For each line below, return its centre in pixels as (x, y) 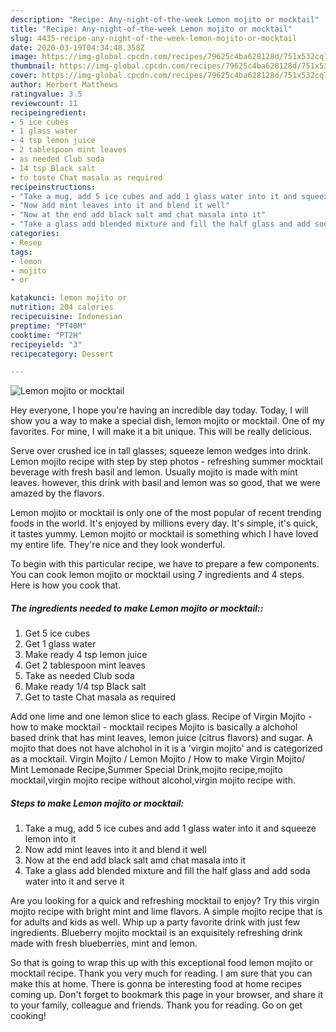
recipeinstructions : (53, 187)
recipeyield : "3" (46, 344)
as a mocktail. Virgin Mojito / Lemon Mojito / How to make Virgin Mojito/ (158, 759)
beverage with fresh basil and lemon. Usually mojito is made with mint (154, 472)
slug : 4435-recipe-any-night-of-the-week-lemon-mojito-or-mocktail (154, 38)
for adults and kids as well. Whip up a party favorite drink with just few (155, 922)
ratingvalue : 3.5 (46, 94)
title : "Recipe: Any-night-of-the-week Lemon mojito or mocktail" (151, 29)
